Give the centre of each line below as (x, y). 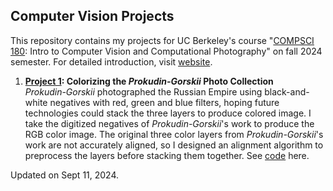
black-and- (287, 91)
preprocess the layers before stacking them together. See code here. (167, 155)
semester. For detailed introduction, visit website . (111, 61)
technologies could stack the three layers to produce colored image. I (168, 113)
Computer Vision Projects (92, 16)
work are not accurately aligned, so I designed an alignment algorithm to (174, 145)
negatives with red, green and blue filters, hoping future (164, 102)
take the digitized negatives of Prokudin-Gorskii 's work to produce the (169, 123)
